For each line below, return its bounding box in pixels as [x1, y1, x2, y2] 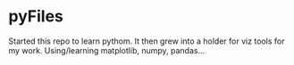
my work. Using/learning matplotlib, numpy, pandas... [8, 45, 206, 55]
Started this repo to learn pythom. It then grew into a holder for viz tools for [8, 36, 285, 46]
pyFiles [8, 6, 64, 27]
